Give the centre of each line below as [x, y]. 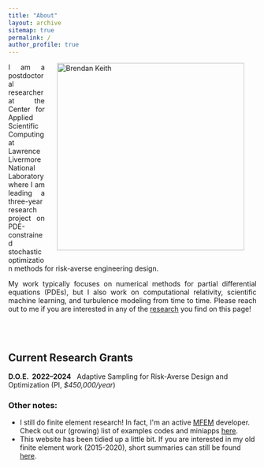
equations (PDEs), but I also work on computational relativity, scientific [132, 292]
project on [26, 219]
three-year [26, 201]
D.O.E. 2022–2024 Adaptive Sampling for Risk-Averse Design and [118, 376]
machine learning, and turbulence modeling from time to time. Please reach [132, 301]
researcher [26, 92]
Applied [21, 118]
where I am [26, 185]
